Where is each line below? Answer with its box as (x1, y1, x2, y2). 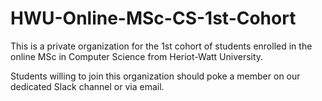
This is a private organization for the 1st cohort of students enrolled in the (10, 40, 313, 52)
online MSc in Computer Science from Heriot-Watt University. (10, 50, 264, 62)
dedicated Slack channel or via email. (10, 80, 165, 92)
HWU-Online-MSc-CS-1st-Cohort (10, 7, 297, 30)
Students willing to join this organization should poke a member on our (10, 70, 301, 82)
